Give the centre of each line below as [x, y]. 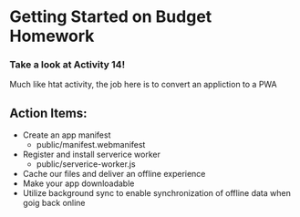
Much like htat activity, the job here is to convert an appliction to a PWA [144, 85]
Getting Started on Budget [111, 17]
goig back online [54, 203]
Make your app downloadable [78, 183]
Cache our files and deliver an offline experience [114, 174]
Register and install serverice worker [92, 155]
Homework [52, 36]
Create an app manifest [67, 135]
